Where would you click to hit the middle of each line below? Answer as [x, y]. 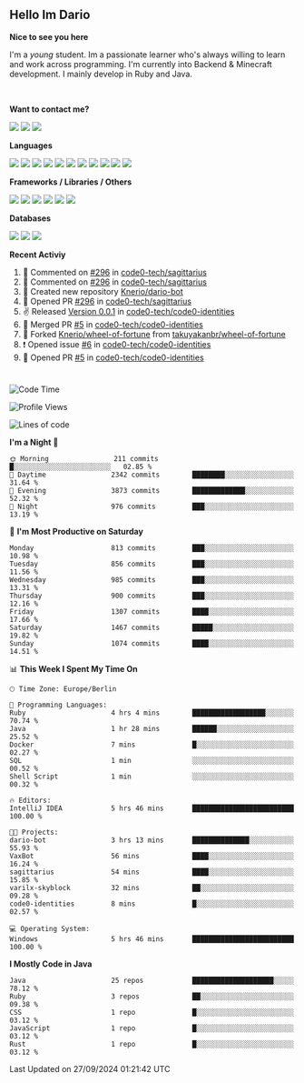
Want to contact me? [49, 109]
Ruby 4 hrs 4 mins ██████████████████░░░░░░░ [152, 713]
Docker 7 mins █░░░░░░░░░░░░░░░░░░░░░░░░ [152, 745]
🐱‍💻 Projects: [34, 832]
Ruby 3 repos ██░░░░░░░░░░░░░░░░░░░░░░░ [152, 997]
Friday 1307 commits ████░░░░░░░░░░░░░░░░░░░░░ [152, 612]
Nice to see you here [49, 36]
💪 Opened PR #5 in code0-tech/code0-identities [113, 357]
